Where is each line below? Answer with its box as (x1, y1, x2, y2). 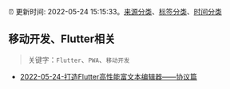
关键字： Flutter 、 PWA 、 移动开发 (27, 55, 130, 64)
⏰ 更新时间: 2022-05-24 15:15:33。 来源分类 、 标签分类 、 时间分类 (8, 7, 222, 16)
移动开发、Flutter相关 (8, 33, 116, 46)
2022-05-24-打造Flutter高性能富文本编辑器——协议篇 (19, 72, 197, 81)
